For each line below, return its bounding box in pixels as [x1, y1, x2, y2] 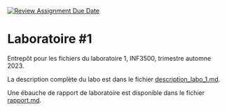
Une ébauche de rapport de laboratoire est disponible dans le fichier [7, 88, 205, 97]
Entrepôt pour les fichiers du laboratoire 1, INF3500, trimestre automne [7, 54, 212, 62]
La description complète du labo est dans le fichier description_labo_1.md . [7, 75, 221, 83]
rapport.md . [7, 96, 42, 104]
